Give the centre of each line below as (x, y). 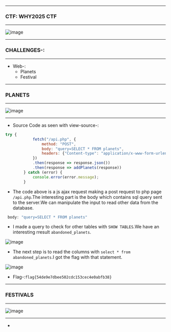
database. (23, 208)
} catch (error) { (43, 172)
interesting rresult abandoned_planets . (52, 232)
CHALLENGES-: (25, 50)
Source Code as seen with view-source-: (56, 125)
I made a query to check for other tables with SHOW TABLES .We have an (86, 227)
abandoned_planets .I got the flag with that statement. (67, 257)
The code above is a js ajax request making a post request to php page (87, 192)
